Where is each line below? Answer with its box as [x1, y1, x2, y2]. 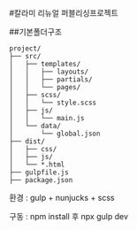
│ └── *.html [9, 160, 65, 169]
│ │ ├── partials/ [9, 75, 93, 84]
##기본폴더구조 [9, 27, 63, 37]
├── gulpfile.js [9, 168, 69, 177]
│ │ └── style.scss [9, 98, 97, 107]
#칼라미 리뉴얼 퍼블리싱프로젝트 [9, 8, 119, 18]
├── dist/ [9, 137, 46, 146]
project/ [9, 44, 42, 53]
